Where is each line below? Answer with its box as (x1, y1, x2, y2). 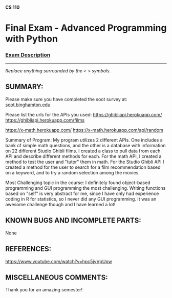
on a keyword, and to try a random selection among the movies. (5, 169, 140, 175)
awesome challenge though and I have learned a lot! (5, 201, 116, 207)
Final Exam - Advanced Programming (5, 22, 167, 33)
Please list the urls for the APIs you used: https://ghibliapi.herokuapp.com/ (5, 111, 162, 117)
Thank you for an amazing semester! (5, 287, 83, 293)
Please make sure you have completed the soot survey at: (5, 96, 127, 102)
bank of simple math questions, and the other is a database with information (5, 142, 166, 148)
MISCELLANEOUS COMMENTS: (5, 273, 109, 282)
